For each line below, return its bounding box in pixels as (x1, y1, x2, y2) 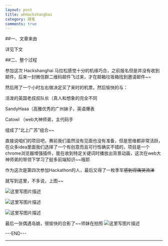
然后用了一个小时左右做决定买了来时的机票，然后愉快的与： (5, 85, 128, 91)
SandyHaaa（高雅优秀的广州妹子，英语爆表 (5, 106, 95, 112)
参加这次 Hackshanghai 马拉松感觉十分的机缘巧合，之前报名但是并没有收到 (5, 68, 160, 74)
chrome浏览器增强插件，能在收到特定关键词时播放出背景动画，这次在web (5, 150, 157, 156)
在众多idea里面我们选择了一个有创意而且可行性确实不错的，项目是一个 (5, 144, 150, 150)
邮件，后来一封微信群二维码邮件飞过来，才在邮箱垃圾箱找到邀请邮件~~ (5, 74, 151, 80)
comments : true (5, 21, 37, 27)
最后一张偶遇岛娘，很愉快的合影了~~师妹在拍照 (5, 220, 103, 226)
